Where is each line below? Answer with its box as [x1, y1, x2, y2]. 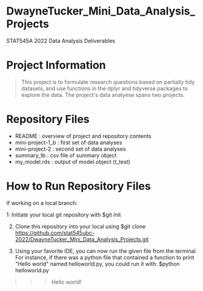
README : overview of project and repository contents [15, 132, 151, 140]
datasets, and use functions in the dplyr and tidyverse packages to [21, 85, 188, 92]
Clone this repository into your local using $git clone [15, 223, 146, 230]
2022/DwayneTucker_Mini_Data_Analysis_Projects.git [15, 235, 149, 243]
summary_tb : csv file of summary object [15, 151, 117, 159]
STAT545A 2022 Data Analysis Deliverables [6, 37, 115, 44]
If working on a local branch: [6, 199, 78, 206]
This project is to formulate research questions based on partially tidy [21, 78, 195, 85]
